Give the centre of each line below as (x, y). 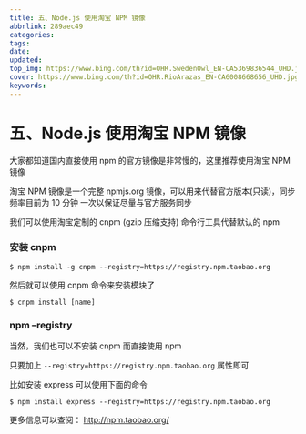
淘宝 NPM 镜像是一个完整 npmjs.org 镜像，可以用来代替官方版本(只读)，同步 (153, 191)
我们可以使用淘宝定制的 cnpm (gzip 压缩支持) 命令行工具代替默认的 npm (145, 222)
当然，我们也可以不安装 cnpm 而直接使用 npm (96, 346)
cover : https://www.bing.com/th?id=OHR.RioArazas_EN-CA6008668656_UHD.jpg (154, 77)
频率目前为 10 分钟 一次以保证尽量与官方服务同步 (101, 202)
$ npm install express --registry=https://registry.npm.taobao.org (140, 402)
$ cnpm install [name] (52, 302)
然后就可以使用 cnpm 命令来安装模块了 (82, 285)
